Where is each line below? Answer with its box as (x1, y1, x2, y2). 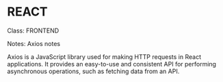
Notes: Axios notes (7, 39, 60, 47)
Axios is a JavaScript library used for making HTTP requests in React (7, 52, 202, 61)
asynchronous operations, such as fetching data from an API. (7, 67, 180, 75)
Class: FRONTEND (7, 26, 60, 35)
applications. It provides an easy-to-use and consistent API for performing (7, 60, 217, 68)
